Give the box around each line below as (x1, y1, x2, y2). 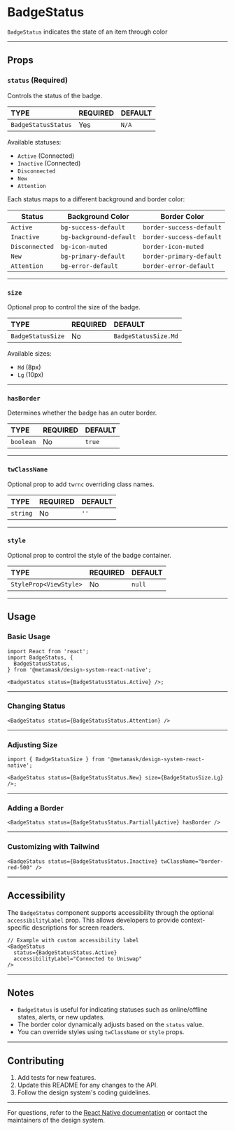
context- (180, 916, 206, 924)
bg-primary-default (60, 252, 126, 260)
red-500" (7, 864, 33, 871)
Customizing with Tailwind (7, 842, 100, 852)
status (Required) (7, 75, 69, 85)
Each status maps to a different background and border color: (7, 194, 185, 203)
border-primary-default (143, 252, 222, 260)
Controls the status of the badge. (7, 91, 103, 100)
